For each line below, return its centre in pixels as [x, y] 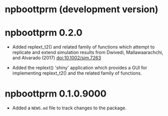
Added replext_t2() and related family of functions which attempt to [83, 47]
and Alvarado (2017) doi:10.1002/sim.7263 [57, 58]
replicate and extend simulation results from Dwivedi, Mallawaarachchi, [88, 53]
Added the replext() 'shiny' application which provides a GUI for [80, 68]
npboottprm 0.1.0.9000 [56, 94]
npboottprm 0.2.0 [44, 33]
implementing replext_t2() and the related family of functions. [77, 73]
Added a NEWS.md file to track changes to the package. [69, 108]
